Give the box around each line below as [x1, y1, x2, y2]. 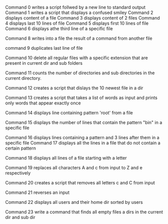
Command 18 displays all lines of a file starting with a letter [5, 155, 127, 161]
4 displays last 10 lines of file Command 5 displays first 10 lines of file [5, 20, 149, 26]
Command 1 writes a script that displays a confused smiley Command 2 [5, 10, 153, 16]
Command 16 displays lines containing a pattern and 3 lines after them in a [5, 135, 159, 140]
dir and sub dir [5, 214, 36, 220]
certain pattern [5, 145, 36, 151]
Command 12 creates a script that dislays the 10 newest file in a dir [5, 85, 143, 91]
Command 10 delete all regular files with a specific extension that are [5, 55, 148, 61]
